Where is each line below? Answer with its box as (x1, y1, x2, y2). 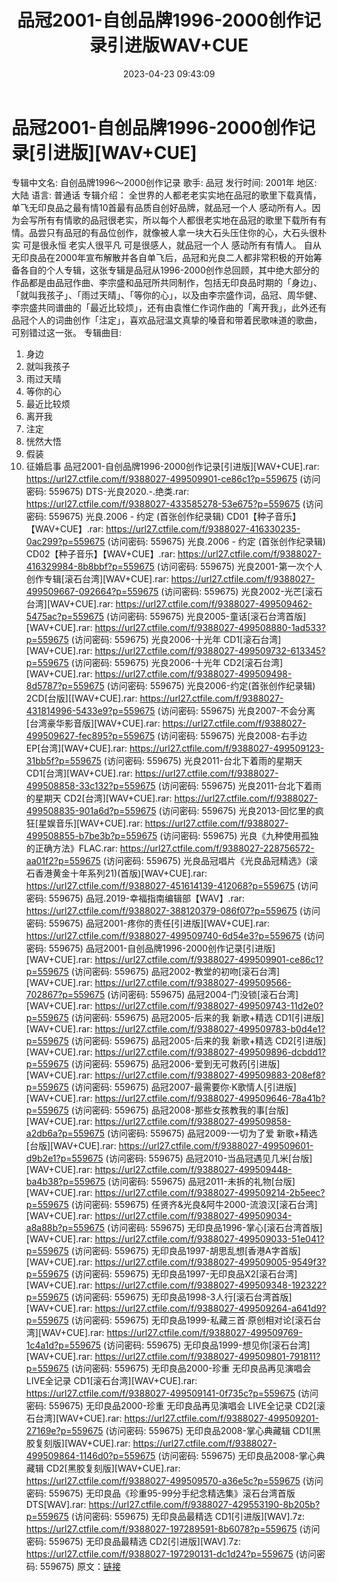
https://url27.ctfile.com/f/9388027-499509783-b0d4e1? (94, 1022, 326, 1035)
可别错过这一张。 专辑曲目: (11, 326, 122, 338)
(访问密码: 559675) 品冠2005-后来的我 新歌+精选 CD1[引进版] (70, 1011, 325, 1023)
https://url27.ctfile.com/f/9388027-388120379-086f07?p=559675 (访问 (25, 904, 321, 916)
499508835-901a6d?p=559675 (25, 804, 157, 816)
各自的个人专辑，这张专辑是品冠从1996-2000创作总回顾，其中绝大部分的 (19, 264, 320, 276)
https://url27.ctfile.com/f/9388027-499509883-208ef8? (94, 1069, 326, 1081)
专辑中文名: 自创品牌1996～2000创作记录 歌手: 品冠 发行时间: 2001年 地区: (11, 176, 318, 188)
